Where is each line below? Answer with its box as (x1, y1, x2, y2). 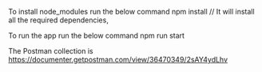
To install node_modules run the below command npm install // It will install (8, 7, 255, 16)
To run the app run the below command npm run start (8, 31, 185, 40)
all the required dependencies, (8, 15, 109, 25)
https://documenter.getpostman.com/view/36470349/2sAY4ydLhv (8, 55, 228, 64)
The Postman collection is (8, 46, 93, 55)
